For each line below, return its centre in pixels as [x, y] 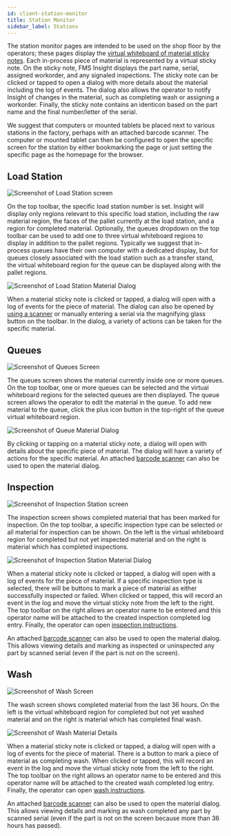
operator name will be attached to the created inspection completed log [109, 617]
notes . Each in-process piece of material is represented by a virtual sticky [112, 61]
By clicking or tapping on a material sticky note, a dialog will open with [107, 444]
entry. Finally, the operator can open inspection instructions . [93, 625]
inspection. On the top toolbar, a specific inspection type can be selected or [115, 525]
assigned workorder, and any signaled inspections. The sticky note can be [113, 75]
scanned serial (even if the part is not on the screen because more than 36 [113, 818]
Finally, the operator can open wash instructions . [77, 790]
